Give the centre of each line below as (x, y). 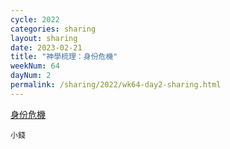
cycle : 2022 (35, 19)
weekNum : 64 (35, 66)
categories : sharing (53, 29)
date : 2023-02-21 (46, 47)
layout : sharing (44, 38)
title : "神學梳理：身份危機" (64, 57)
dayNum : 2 (31, 76)
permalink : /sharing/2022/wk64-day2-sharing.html (116, 85)
